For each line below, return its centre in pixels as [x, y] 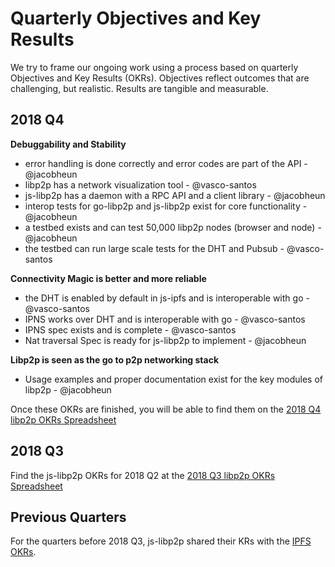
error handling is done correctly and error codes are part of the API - [166, 163]
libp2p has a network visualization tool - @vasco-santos [140, 184]
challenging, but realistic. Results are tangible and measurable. [139, 88]
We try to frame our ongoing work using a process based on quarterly [154, 67]
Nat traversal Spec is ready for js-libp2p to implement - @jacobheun [165, 340]
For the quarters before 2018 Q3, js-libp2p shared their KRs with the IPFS [161, 541]
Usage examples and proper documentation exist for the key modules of [173, 379]
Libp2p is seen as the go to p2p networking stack [115, 359]
